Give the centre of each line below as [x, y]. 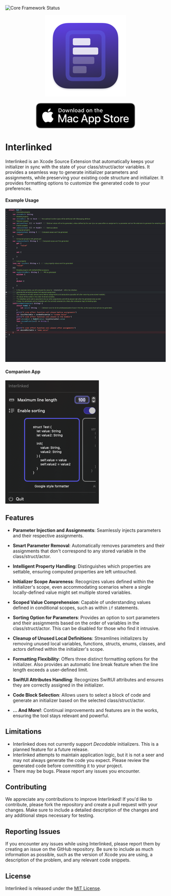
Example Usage [22, 200]
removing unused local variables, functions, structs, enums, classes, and [89, 643]
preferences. [19, 188]
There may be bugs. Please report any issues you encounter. [77, 771]
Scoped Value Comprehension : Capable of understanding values [82, 602]
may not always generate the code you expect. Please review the [81, 760]
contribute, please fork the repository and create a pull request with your [81, 805]
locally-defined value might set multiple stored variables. [72, 592]
